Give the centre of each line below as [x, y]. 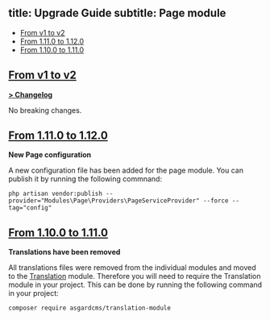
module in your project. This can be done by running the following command [135, 285]
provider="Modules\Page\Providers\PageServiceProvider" [104, 201]
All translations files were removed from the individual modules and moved [132, 268]
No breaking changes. [45, 110]
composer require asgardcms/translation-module [90, 308]
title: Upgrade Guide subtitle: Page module [117, 13]
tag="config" [30, 208]
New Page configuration [50, 155]
